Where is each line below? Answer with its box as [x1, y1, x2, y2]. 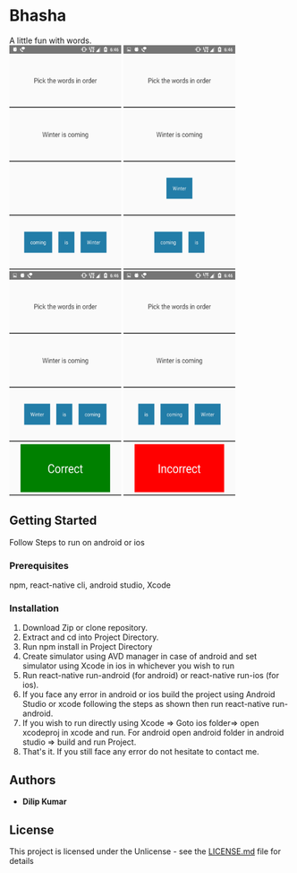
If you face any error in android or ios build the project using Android [21, 689, 276, 700]
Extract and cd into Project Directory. [21, 632, 159, 642]
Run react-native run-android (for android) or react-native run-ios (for [21, 670, 280, 681]
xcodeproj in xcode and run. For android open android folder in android [21, 728, 284, 738]
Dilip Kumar [21, 796, 67, 808]
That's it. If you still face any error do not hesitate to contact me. [21, 746, 259, 757]
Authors [9, 773, 56, 788]
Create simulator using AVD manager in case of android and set [21, 651, 258, 662]
